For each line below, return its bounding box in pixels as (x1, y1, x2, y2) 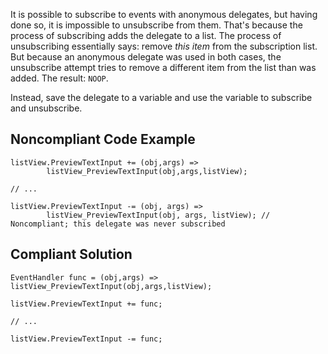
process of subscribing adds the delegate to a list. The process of (10, 30, 282, 41)
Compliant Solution (10, 246, 133, 263)
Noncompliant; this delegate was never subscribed (10, 219, 226, 229)
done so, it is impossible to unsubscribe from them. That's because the (10, 19, 303, 31)
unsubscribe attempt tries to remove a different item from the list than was (10, 62, 317, 73)
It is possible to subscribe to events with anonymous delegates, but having (10, 9, 318, 20)
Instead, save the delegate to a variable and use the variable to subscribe (10, 92, 313, 103)
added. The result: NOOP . (10, 72, 109, 84)
